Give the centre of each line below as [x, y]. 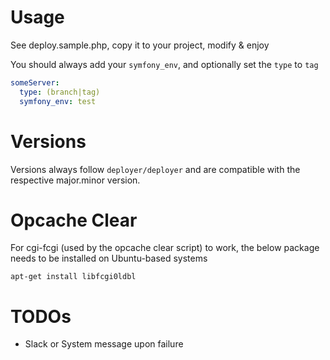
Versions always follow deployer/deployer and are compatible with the [155, 169]
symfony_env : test [58, 101]
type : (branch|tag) [60, 92]
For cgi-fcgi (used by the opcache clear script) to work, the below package [165, 248]
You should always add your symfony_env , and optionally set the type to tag [164, 64]
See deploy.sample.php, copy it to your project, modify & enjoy [140, 45]
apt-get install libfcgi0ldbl [73, 277]
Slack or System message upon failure [104, 344]
